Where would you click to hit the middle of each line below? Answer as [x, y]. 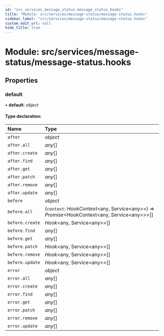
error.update [23, 326]
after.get [19, 169]
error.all [19, 279]
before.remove [24, 255]
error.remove [23, 318]
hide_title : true [23, 28]
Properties [21, 80]
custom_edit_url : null [28, 23]
